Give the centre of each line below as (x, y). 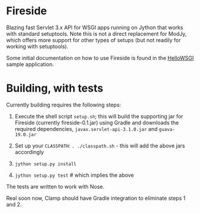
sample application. (30, 64)
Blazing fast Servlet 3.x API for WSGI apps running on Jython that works (95, 27)
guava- (167, 129)
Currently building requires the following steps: (64, 105)
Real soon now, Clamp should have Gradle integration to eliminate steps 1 (96, 198)
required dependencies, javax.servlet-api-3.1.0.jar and (86, 129)
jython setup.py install (46, 164)
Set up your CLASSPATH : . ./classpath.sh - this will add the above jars (100, 145)
